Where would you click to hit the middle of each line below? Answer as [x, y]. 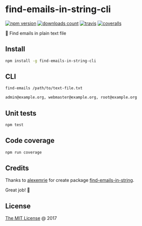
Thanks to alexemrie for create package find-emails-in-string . [70, 180]
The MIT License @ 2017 [31, 218]
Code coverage [30, 141]
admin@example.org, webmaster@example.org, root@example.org [71, 97]
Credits [17, 168]
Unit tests [21, 113]
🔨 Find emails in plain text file [36, 33]
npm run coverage [24, 152]
